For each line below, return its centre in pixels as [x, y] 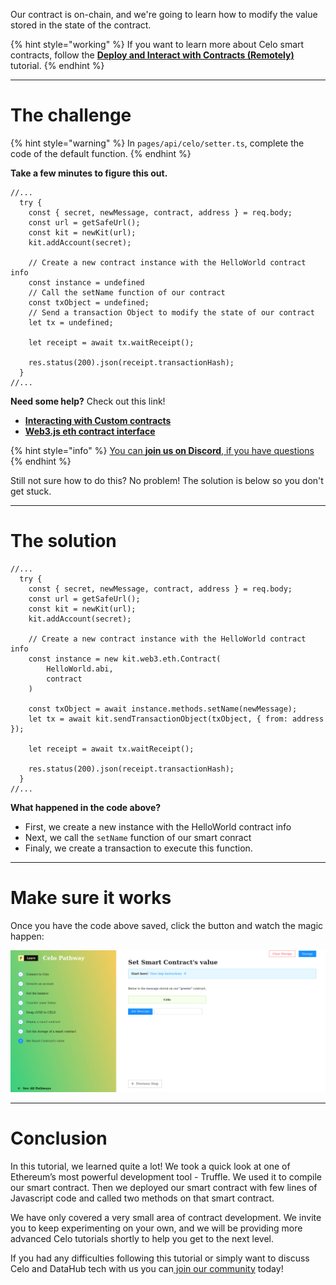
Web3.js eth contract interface [90, 431]
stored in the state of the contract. [81, 25]
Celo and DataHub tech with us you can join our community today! [147, 1268]
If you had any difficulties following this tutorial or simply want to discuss [160, 1258]
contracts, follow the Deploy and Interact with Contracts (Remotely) [152, 55]
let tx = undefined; [71, 322]
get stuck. [31, 491]
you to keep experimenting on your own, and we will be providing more [156, 1228]
